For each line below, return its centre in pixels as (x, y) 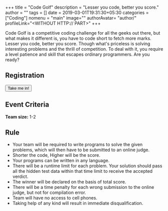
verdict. (20, 177)
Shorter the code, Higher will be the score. (56, 155)
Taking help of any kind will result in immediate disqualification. (78, 203)
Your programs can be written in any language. (61, 161)
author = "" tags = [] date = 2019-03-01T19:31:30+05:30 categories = (77, 13)
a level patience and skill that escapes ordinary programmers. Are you (77, 54)
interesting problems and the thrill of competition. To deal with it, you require (84, 49)
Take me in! (19, 88)
